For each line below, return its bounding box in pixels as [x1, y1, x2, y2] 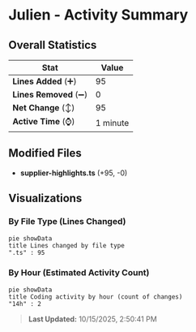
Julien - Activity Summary [8, 6, 189, 24]
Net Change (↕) [12, 102, 75, 113]
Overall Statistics [8, 38, 97, 52]
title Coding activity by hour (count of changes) [8, 292, 183, 301]
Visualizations [8, 192, 83, 205]
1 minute [95, 117, 130, 128]
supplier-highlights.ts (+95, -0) [19, 168, 128, 178]
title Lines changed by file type [8, 241, 126, 249]
